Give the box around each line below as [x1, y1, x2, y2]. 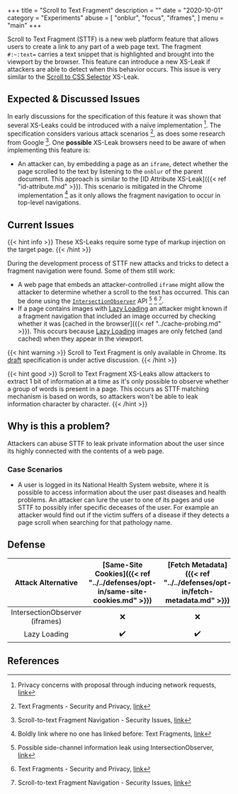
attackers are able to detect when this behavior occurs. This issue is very [7, 65, 221, 73]
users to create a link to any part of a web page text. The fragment [7, 43, 202, 50]
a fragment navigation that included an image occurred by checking [17, 312, 216, 320]
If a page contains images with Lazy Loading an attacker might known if [17, 304, 228, 312]
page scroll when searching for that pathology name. [17, 518, 172, 527]
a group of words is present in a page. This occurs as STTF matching [7, 384, 209, 393]
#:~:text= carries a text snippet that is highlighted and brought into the [7, 50, 215, 58]
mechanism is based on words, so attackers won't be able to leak [7, 392, 198, 401]
